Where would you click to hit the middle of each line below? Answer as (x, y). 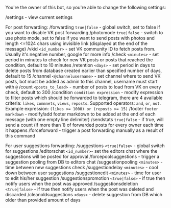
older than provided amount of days (43, 200)
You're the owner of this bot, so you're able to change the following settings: (86, 7)
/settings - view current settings (39, 17)
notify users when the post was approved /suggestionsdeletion (72, 184)
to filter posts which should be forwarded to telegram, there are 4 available (84, 98)
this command (20, 136)
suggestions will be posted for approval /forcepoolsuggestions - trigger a (82, 156)
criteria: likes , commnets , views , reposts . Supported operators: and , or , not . (83, 103)
